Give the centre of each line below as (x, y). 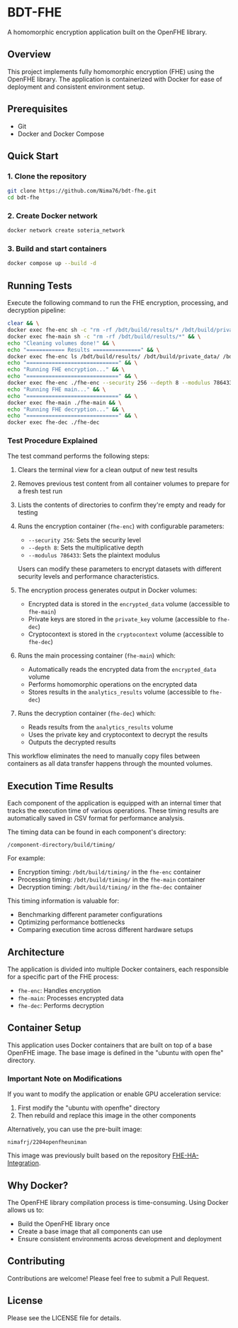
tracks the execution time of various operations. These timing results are (113, 810)
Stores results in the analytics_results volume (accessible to (118, 692)
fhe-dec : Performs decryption (61, 1006)
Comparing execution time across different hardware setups (105, 930)
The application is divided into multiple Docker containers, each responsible (118, 969)
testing (28, 513)
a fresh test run (40, 491)
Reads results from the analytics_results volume (101, 727)
